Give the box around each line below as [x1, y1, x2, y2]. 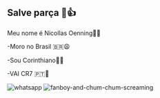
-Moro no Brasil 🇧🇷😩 [7, 42, 70, 50]
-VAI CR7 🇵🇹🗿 [7, 69, 50, 77]
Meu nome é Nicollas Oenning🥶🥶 [7, 28, 101, 37]
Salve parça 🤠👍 [7, 7, 77, 19]
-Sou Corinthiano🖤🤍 [7, 56, 64, 64]
